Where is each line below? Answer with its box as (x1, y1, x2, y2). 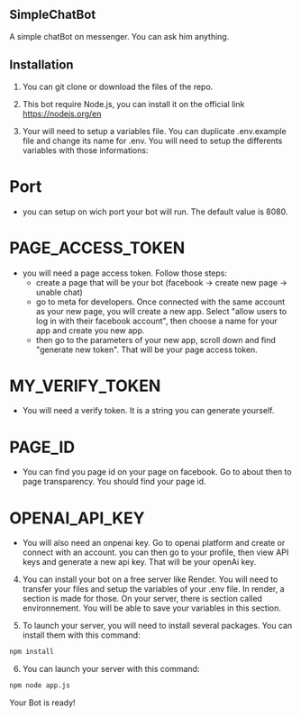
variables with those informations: (22, 144, 149, 156)
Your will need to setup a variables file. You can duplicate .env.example (22, 125, 287, 136)
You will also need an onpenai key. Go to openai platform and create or (22, 538, 286, 549)
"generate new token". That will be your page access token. (35, 344, 259, 355)
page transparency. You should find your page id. (22, 476, 206, 487)
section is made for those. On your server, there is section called (22, 594, 263, 604)
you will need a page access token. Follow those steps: (22, 268, 228, 278)
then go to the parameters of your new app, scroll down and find (35, 334, 277, 345)
